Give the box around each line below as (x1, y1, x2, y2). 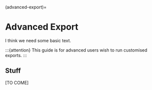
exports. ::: (5, 52, 27, 58)
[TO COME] (5, 80, 29, 86)
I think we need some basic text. (5, 37, 71, 43)
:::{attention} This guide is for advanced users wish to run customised (5, 47, 148, 53)
